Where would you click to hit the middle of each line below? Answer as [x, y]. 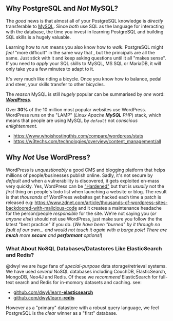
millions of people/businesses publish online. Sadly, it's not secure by [79, 175]
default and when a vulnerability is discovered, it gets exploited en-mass [83, 180]
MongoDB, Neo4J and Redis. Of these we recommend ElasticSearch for [82, 277]
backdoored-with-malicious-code [42, 208]
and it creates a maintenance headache [120, 208]
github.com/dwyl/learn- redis [44, 297]
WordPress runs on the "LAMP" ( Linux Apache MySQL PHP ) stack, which [84, 115]
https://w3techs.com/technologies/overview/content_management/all [87, 141]
